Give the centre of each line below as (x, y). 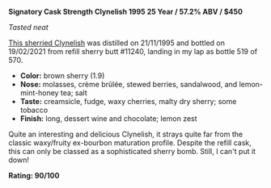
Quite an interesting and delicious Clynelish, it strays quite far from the (126, 134)
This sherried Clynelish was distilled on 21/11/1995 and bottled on (116, 43)
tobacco (34, 110)
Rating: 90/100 (34, 175)
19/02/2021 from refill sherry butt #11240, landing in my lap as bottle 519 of (133, 51)
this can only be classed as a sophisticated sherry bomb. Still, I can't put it (132, 151)
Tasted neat (28, 27)
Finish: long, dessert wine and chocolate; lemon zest (108, 119)
